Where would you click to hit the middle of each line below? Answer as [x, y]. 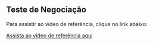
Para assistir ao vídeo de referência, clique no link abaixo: [77, 24]
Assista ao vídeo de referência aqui [49, 36]
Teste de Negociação [46, 10]
